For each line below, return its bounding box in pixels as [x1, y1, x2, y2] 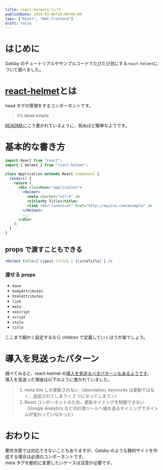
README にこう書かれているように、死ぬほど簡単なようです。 [5, 123, 130, 129]
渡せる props [5, 271, 36, 278]
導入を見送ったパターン [5, 353, 99, 365]
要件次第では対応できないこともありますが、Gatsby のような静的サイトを [5, 447, 153, 453]
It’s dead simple [17, 113, 49, 118]
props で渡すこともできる [5, 245, 82, 254]
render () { [9, 176, 32, 181]
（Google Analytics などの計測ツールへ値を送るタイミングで [24, 405, 146, 411]
